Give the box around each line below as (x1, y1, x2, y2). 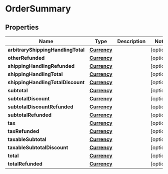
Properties (5, 23, 39, 32)
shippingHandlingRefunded (7, 63, 75, 69)
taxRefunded (7, 128, 39, 134)
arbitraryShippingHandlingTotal (7, 46, 85, 53)
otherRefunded (7, 55, 45, 61)
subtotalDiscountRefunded (7, 103, 73, 110)
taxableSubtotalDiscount (7, 144, 68, 151)
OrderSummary (5, 3, 71, 15)
